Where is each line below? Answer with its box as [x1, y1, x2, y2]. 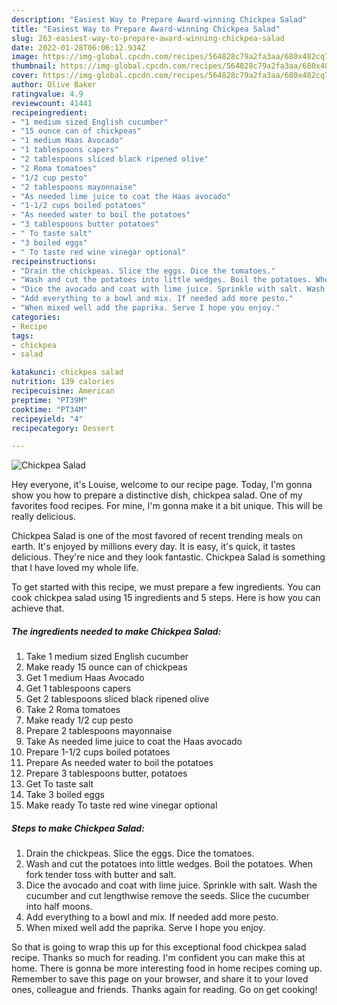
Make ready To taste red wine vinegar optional [25, 799, 218, 811]
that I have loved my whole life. [11, 562, 139, 574]
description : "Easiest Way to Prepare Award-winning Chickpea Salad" [11, 14, 308, 25]
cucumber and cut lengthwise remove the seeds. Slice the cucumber [25, 890, 311, 902]
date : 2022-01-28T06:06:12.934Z [11, 42, 146, 53]
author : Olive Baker [11, 80, 98, 90]
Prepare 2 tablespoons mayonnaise [25, 725, 173, 737]
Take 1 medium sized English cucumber [25, 651, 189, 663]
